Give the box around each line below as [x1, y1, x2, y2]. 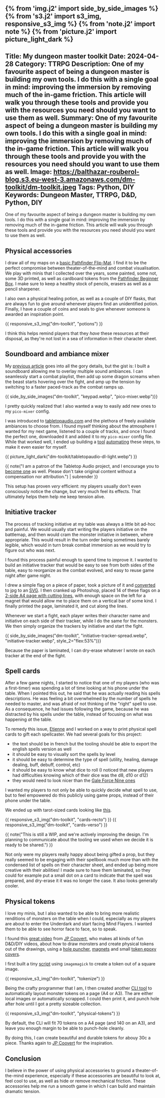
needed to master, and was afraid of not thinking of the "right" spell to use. [5, 701, 157, 707]
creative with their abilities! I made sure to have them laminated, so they [5, 867, 151, 873]
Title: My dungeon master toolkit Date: [5, 52, 126, 60]
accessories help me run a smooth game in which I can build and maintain [5, 1083, 156, 1089]
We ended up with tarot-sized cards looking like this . [5, 807, 112, 813]
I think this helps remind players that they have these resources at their [5, 330, 149, 336]
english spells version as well [12, 746, 72, 752]
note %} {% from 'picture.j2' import [5, 28, 117, 36]
